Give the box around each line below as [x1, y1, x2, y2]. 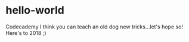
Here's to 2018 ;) [5, 29, 47, 36]
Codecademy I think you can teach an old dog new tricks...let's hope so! [5, 23, 183, 30]
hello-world [5, 4, 65, 17]
